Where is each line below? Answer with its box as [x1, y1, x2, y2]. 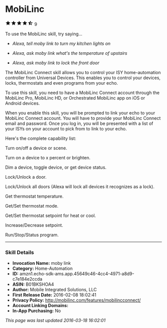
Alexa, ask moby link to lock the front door [12, 60, 99, 66]
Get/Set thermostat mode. [5, 203, 59, 209]
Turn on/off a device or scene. [5, 145, 68, 151]
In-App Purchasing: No [12, 308, 61, 314]
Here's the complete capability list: [5, 135, 77, 141]
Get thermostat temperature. [5, 193, 64, 199]
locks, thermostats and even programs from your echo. [5, 80, 118, 86]
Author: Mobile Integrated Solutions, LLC [12, 287, 97, 293]
